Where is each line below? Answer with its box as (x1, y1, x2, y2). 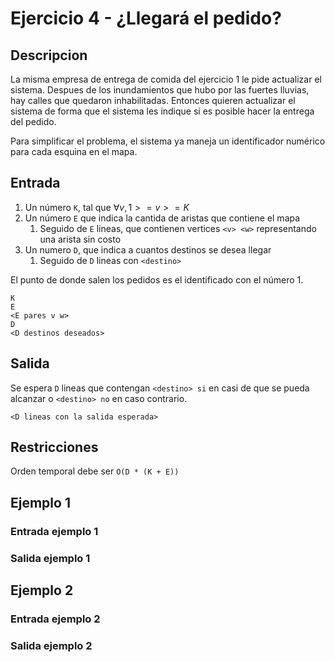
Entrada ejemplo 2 (10, 612, 101, 626)
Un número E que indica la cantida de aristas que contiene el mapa (24, 212, 301, 224)
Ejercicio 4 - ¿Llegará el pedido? (10, 7, 282, 30)
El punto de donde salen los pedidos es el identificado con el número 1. (10, 273, 304, 286)
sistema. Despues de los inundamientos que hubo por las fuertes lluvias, (10, 84, 310, 96)
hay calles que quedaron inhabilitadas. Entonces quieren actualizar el (10, 95, 296, 106)
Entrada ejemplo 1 (10, 524, 99, 538)
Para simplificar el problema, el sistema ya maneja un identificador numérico (10, 135, 326, 147)
